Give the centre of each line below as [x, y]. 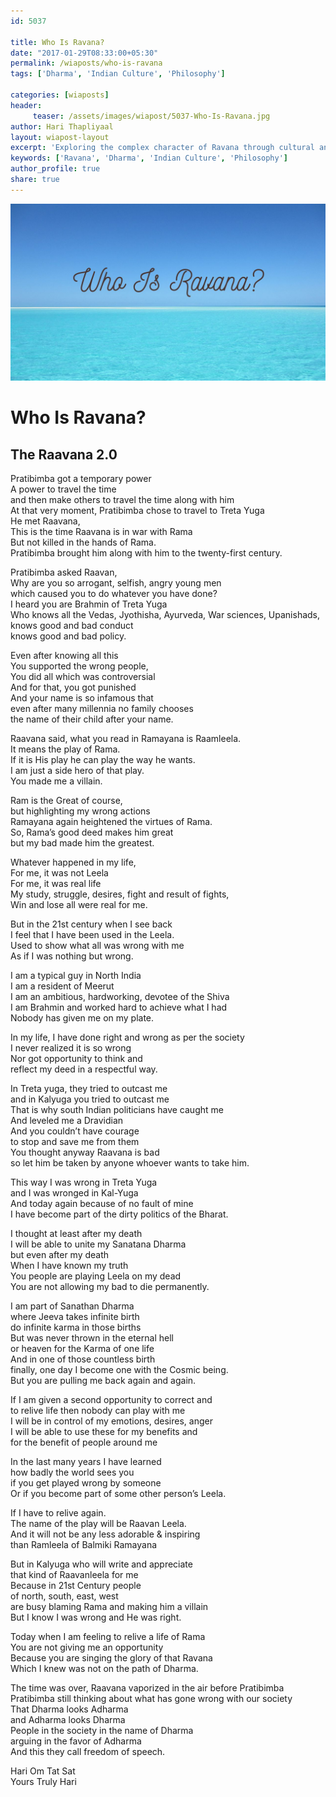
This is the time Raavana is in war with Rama [101, 532]
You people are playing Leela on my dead [96, 1276]
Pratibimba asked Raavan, [64, 572]
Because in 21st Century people [76, 1586]
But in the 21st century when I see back [91, 924]
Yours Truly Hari [43, 1782]
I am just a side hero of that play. [77, 771]
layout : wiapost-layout [60, 137]
